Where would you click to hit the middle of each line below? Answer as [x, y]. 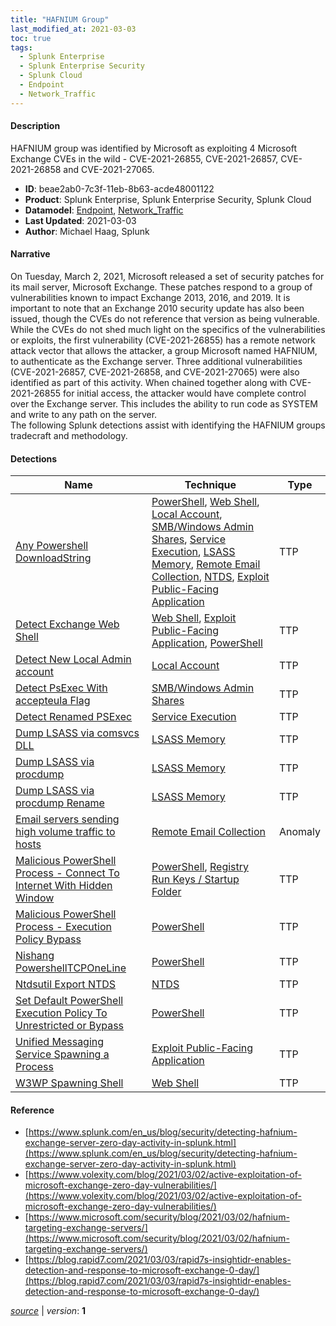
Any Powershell [52, 546]
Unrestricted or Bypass [70, 1026]
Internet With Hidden [64, 886]
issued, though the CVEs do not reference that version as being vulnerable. [165, 319]
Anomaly [299, 832]
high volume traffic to [65, 832]
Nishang [35, 956]
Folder [166, 892]
